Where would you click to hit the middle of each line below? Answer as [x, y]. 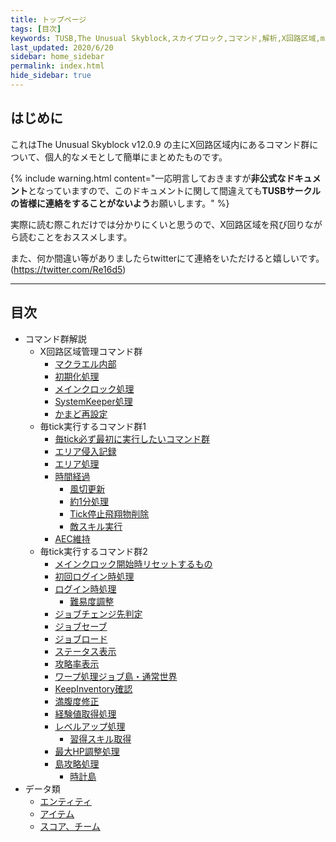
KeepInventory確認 [93, 688]
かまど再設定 [81, 413]
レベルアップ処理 [90, 726]
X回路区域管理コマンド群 [91, 351]
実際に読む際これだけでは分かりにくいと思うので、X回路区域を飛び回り [157, 224]
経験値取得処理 [85, 713]
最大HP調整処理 [87, 751]
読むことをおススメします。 [75, 237]
